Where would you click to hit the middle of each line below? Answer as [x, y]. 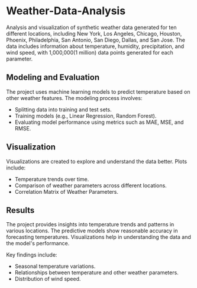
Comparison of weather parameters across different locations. [91, 185]
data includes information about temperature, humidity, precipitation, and [95, 46]
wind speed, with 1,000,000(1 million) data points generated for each [90, 52]
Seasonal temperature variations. [55, 266]
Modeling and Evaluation [53, 77]
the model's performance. [38, 244]
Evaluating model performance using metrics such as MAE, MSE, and [99, 122]
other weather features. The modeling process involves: [74, 98]
